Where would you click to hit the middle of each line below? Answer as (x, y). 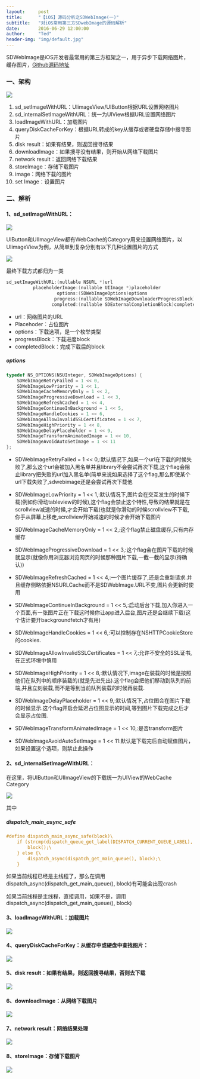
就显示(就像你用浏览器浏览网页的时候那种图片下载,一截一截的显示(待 (99, 557)
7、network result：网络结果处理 (47, 1028)
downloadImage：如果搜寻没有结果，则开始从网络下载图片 (87, 152)
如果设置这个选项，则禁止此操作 (54, 749)
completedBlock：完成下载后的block (60, 347)
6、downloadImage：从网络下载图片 (52, 1001)
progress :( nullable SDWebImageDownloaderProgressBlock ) (125, 299)
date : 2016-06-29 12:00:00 (48, 28)
